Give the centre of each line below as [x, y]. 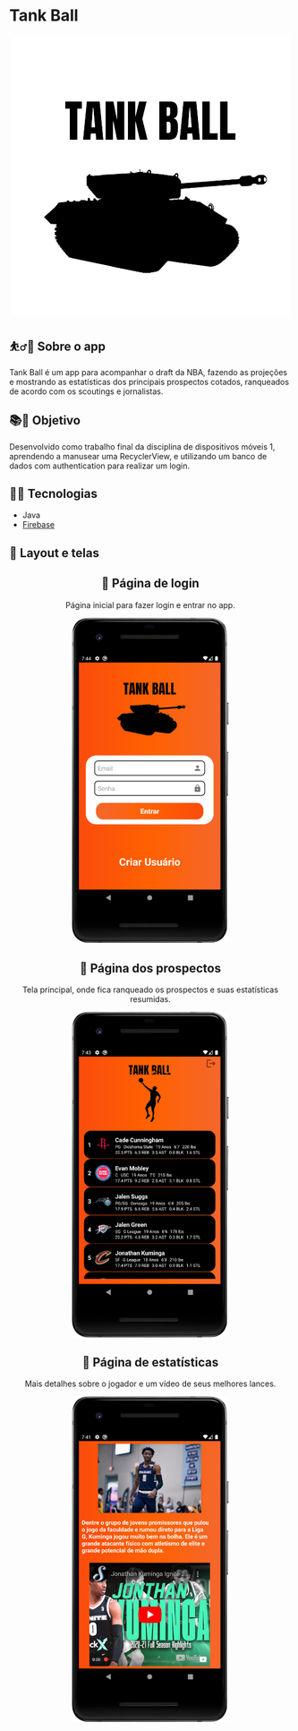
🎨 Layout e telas [55, 553]
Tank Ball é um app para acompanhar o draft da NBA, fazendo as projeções [149, 372]
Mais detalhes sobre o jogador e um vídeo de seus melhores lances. [150, 1384]
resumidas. [150, 998]
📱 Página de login [150, 583]
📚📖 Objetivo [45, 420]
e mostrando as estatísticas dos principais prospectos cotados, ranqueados [149, 381]
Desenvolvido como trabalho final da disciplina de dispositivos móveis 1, [142, 446]
